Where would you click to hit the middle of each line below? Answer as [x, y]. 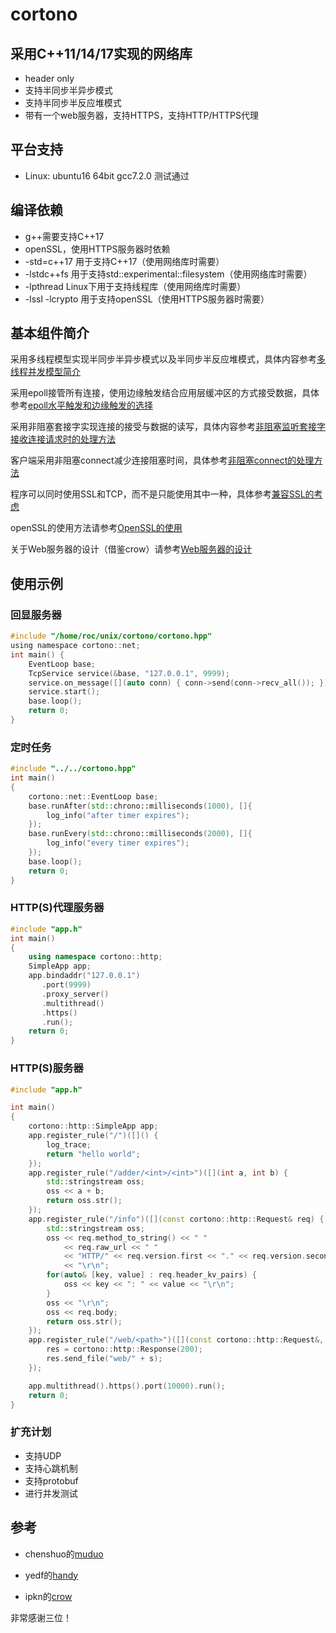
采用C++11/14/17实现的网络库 [101, 53]
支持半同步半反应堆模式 [73, 102]
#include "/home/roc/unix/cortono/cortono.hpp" [111, 636]
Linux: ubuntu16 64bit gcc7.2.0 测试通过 [107, 175]
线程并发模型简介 [45, 372]
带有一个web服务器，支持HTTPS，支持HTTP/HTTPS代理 [142, 115]
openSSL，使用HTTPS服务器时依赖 [97, 249]
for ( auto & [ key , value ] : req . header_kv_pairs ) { [151, 1275]
